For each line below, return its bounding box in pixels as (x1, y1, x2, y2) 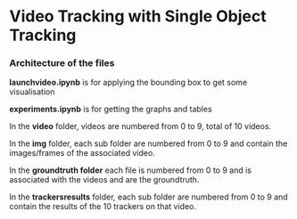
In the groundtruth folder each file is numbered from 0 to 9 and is (9, 165, 252, 175)
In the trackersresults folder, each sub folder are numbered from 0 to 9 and (9, 191, 288, 202)
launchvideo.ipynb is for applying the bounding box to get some (9, 77, 248, 88)
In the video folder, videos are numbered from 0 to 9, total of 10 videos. (9, 121, 272, 132)
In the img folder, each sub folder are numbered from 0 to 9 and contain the (9, 138, 288, 149)
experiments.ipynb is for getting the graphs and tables (9, 104, 212, 115)
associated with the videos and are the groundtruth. (9, 174, 200, 185)
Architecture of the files (9, 57, 115, 69)
